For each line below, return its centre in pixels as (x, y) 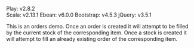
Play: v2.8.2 (21, 9)
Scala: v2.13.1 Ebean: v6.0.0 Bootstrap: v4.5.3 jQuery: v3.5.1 (79, 15)
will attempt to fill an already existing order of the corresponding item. (92, 39)
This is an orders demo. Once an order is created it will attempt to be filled (97, 26)
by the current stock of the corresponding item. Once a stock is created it (96, 33)
